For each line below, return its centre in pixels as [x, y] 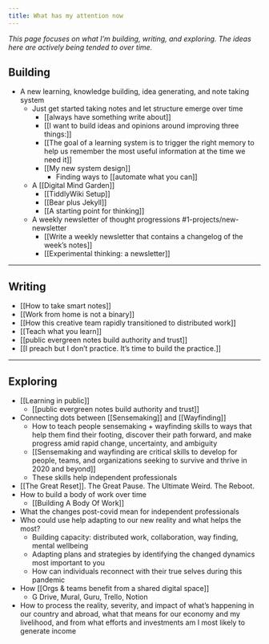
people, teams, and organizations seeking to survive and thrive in [139, 461]
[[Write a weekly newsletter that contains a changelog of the [143, 237]
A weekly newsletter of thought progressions [106, 220]
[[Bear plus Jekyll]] [75, 202]
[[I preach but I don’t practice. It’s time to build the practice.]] [120, 348]
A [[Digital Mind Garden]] [73, 185]
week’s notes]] [68, 245]
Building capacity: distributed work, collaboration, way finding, [135, 537]
